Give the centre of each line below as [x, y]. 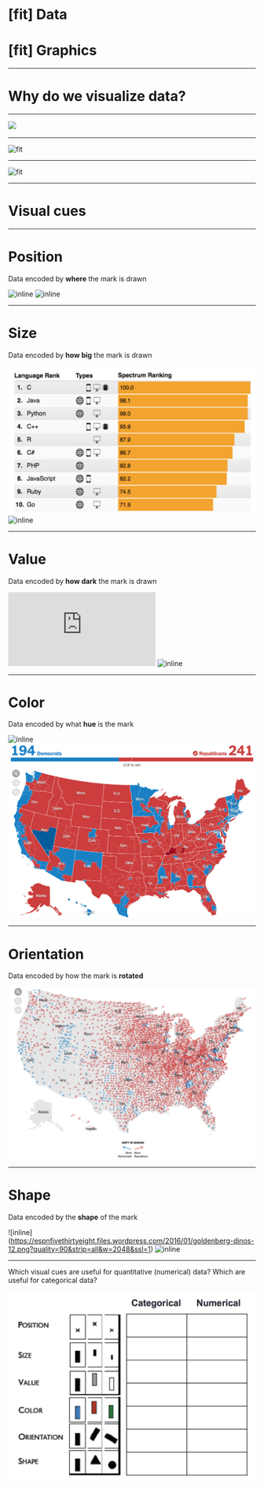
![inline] [20, 1232]
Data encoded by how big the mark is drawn [80, 355]
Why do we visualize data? [97, 97]
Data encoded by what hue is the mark [71, 724]
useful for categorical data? [53, 1280]
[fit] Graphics [53, 51]
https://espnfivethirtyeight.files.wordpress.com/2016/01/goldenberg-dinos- [132, 1241]
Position [35, 257]
